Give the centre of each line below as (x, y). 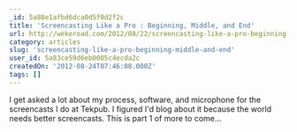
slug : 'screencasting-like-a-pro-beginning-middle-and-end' (122, 50)
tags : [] (25, 75)
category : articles (45, 42)
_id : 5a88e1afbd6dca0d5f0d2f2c (67, 17)
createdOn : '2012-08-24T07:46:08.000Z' (83, 67)
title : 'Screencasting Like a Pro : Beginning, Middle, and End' (132, 26)
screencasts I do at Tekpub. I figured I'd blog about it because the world (141, 109)
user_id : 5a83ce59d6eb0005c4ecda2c (75, 58)
